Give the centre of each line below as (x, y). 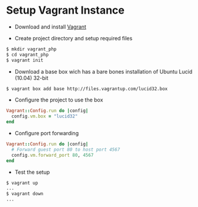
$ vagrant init (25, 60)
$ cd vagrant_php (27, 55)
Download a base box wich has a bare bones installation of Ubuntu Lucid (103, 71)
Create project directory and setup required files (74, 38)
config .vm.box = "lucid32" (45, 116)
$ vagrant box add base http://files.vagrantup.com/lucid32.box (87, 89)
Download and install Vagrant (51, 27)
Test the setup (32, 172)
